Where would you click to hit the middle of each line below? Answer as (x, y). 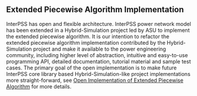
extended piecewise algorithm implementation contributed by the (86, 42)
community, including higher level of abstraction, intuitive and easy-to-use (97, 55)
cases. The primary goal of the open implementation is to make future (91, 68)
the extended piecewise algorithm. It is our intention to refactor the (88, 36)
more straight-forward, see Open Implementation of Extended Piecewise (95, 80)
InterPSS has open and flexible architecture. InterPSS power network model (99, 24)
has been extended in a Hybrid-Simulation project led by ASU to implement (98, 30)
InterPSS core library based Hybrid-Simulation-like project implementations (99, 74)
